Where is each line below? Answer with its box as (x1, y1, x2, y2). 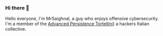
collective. (5, 26, 26, 32)
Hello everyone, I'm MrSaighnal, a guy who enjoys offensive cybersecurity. (5, 16, 159, 22)
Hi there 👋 (5, 4, 30, 11)
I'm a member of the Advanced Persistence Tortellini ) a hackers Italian (5, 21, 150, 27)
